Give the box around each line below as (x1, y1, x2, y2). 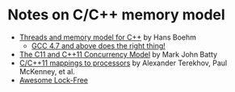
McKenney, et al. (19, 66, 76, 76)
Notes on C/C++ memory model (7, 6, 225, 24)
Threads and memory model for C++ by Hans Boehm (19, 32, 197, 42)
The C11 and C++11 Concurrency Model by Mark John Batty (19, 49, 218, 59)
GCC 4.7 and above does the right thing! (31, 40, 166, 50)
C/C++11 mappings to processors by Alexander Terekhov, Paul (19, 58, 228, 68)
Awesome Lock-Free (19, 75, 89, 85)
